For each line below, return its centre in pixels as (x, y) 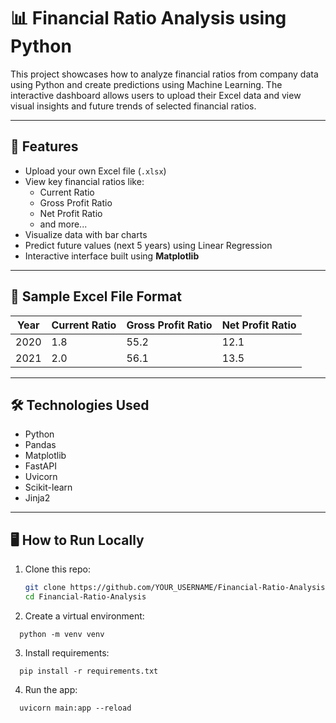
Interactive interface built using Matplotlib (112, 256)
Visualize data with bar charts (86, 234)
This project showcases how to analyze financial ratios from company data (164, 74)
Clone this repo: (57, 569)
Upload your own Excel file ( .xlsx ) (95, 171)
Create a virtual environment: (84, 616)
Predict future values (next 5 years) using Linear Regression (148, 245)
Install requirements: (67, 652)
